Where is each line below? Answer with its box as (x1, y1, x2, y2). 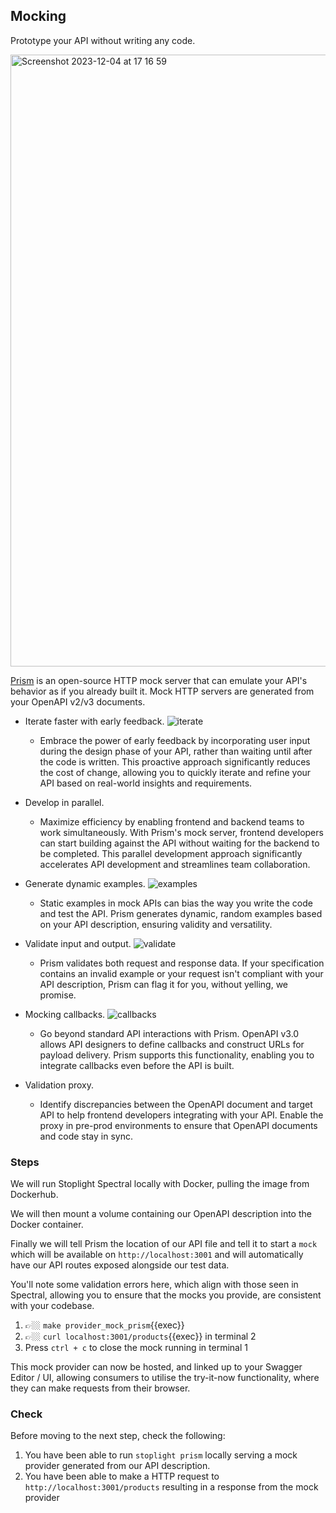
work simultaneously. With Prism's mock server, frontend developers (39, 826, 324, 838)
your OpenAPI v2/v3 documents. (10, 695, 146, 708)
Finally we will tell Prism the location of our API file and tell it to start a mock (10, 1238, 318, 1250)
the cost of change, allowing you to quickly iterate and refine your (39, 766, 312, 778)
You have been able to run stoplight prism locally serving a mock (24, 1449, 298, 1461)
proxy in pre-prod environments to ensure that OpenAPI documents (39, 1119, 318, 1131)
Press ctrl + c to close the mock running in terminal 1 (24, 1342, 248, 1354)
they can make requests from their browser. (10, 1382, 191, 1394)
